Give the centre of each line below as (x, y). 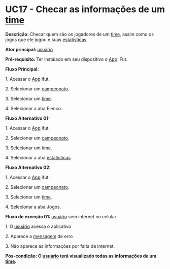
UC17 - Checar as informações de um (85, 9)
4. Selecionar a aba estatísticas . (39, 157)
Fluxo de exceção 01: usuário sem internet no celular (61, 216)
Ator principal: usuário (29, 49)
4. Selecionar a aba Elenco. (34, 108)
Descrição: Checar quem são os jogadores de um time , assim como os (79, 34)
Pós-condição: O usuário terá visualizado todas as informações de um (81, 256)
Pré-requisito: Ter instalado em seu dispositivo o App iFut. (66, 59)
